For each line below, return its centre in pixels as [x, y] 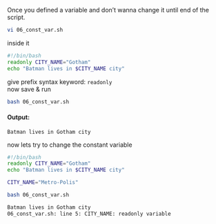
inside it [18, 43]
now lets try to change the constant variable [70, 145]
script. [16, 17]
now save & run [29, 89]
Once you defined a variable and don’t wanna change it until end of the [108, 10]
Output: [18, 117]
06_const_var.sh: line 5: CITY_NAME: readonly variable [89, 214]
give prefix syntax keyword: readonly [60, 81]
